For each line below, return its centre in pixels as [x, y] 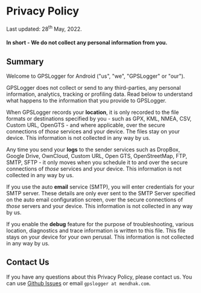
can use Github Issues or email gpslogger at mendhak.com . [78, 283]
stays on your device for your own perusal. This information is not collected [100, 237]
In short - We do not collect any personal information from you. [87, 43]
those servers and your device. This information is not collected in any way [100, 206]
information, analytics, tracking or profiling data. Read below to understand [100, 94]
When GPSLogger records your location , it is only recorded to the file [93, 112]
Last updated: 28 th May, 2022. [44, 28]
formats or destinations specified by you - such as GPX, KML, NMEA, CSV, [99, 118]
